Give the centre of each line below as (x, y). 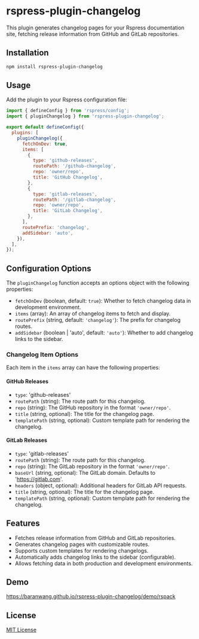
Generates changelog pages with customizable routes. (82, 544)
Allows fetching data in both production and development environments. (104, 563)
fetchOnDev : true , (45, 144)
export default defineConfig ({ (45, 127)
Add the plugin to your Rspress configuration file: (67, 100)
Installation (27, 53)
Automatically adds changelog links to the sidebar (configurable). (95, 557)
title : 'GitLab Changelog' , (68, 211)
